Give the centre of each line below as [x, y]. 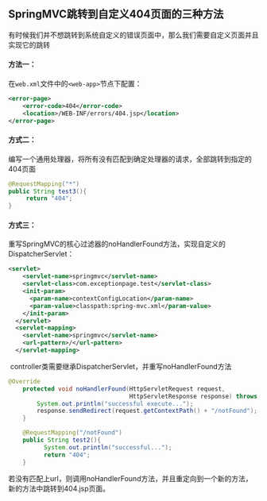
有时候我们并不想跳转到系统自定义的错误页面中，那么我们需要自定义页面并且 [133, 35]
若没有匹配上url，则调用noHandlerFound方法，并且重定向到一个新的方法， [130, 478]
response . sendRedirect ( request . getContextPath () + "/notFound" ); [147, 411]
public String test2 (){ [62, 440]
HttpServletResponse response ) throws [193, 396]
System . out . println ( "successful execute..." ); [115, 403]
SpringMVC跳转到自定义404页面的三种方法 [116, 14]
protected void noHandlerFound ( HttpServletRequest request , [124, 389]
